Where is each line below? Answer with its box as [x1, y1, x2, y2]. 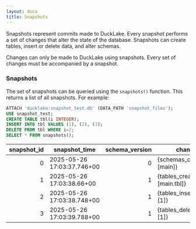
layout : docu [6, 8, 38, 15]
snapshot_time [53, 145, 96, 154]
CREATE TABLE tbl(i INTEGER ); [6, 116, 80, 122]
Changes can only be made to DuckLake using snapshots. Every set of [6, 54, 176, 61]
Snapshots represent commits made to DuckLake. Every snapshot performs [6, 30, 188, 37]
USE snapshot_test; [6, 110, 54, 117]
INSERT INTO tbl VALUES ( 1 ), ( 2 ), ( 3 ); [6, 122, 103, 127]
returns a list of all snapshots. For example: [6, 94, 110, 101]
